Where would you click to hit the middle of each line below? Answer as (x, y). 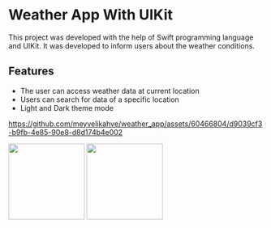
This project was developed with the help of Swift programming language (131, 37)
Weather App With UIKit (90, 15)
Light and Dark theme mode (67, 108)
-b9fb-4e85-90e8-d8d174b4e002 (66, 132)
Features (31, 72)
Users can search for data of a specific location (100, 99)
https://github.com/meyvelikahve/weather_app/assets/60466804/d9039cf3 (135, 124)
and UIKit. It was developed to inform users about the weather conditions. (132, 45)
